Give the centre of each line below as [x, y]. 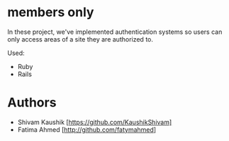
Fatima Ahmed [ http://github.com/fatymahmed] [87, 129]
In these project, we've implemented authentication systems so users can [115, 32]
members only [51, 12]
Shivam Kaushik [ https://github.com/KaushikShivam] [95, 122]
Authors [32, 103]
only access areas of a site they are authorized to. [80, 39]
